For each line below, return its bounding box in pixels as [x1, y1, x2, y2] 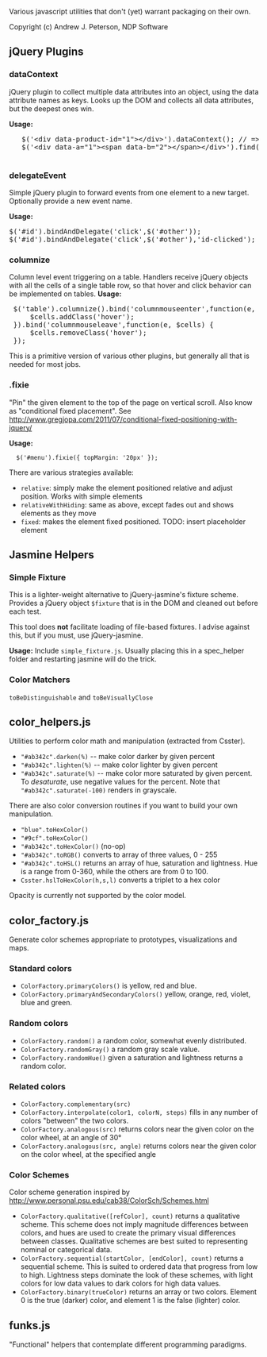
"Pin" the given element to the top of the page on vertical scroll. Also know [9, 397, 253, 407]
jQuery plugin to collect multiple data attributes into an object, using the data [9, 87, 259, 96]
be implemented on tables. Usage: [9, 289, 122, 299]
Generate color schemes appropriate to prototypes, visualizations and [9, 935, 238, 944]
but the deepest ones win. [9, 103, 94, 114]
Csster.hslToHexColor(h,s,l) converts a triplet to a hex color [20, 875, 221, 885]
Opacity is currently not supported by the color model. [9, 891, 187, 900]
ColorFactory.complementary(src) [20, 1101, 132, 1108]
